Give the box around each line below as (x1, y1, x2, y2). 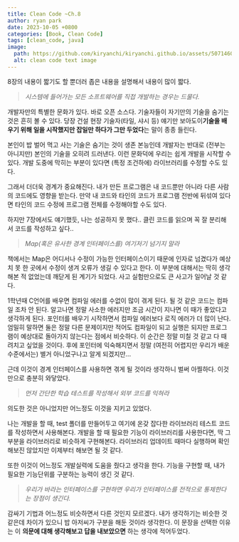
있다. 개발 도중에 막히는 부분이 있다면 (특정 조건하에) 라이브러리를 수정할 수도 (7, 158, 221, 167)
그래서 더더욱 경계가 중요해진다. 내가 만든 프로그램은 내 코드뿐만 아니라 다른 (7, 182, 216, 191)
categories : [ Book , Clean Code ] (7, 30, 103, 38)
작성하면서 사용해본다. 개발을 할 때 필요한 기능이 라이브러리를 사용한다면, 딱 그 (14, 428, 231, 437)
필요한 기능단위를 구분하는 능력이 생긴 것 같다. (7, 469, 135, 478)
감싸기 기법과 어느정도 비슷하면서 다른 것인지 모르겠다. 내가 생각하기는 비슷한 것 (7, 509, 228, 517)
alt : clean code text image (14, 57, 97, 64)
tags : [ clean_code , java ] (7, 37, 84, 44)
